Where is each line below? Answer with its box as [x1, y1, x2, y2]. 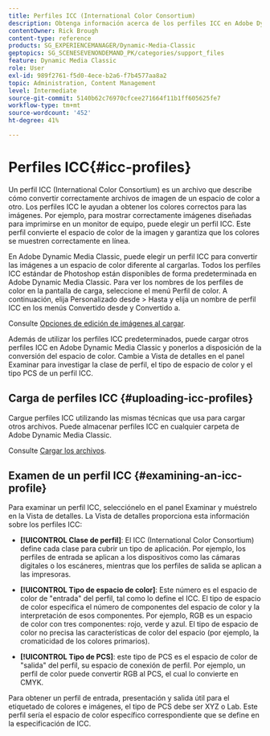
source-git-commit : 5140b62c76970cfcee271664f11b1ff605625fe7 [8, 94, 221, 102]
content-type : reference [8, 34, 92, 43]
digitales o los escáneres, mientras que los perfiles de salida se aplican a [19, 561, 262, 571]
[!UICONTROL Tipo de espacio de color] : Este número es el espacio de [19, 585, 257, 595]
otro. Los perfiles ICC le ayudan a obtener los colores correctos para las [8, 202, 247, 212]
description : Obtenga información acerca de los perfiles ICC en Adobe [8, 19, 253, 27]
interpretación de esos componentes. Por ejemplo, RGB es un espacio [19, 611, 253, 620]
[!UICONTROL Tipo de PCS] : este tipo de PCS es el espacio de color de [19, 652, 258, 662]
